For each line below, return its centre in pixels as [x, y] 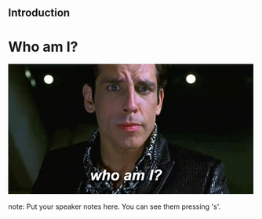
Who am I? [43, 47]
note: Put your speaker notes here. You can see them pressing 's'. [115, 206]
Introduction [39, 13]
